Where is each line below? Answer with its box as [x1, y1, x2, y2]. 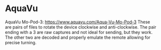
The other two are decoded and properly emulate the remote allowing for [5, 34, 151, 40]
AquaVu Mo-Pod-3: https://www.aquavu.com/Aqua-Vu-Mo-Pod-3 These [5, 19, 150, 25]
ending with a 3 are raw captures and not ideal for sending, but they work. [5, 29, 153, 35]
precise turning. [5, 39, 37, 45]
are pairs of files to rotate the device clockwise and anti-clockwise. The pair [5, 24, 157, 30]
